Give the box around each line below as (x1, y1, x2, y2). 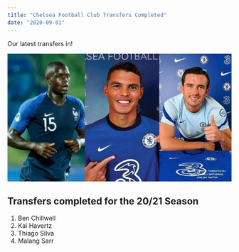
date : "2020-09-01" (7, 18, 65, 26)
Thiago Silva (17, 229, 55, 238)
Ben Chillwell (17, 214, 56, 223)
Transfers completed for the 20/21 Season (7, 195, 199, 207)
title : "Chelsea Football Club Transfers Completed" (7, 11, 167, 18)
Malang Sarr (17, 236, 54, 245)
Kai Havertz (17, 221, 53, 230)
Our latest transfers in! (7, 39, 73, 48)
